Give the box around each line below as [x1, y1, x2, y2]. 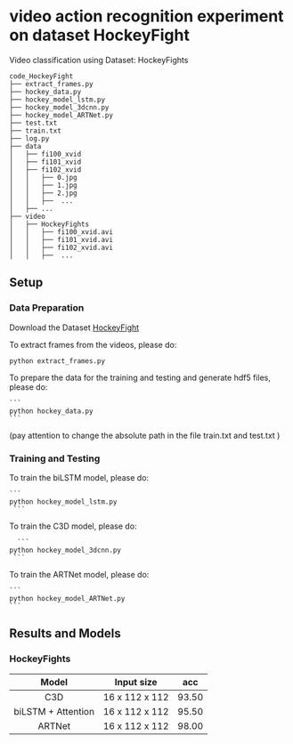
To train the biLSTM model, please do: [9, 472, 150, 482]
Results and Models [9, 626, 122, 642]
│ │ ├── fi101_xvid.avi [9, 235, 114, 244]
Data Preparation [9, 302, 85, 314]
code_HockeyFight [9, 71, 74, 81]
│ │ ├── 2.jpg [9, 189, 77, 198]
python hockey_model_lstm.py [9, 497, 118, 506]
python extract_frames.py [9, 356, 105, 366]
